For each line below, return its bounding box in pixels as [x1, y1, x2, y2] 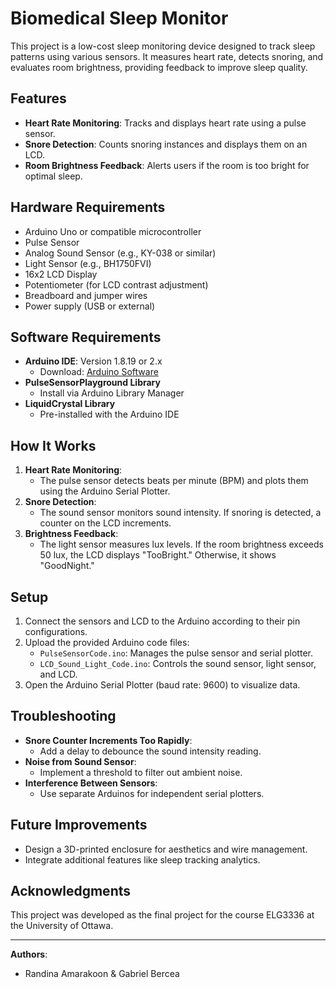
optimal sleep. [24, 170, 83, 182]
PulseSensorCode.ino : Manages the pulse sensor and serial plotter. [39, 647, 313, 659]
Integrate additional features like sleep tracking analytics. [24, 853, 261, 866]
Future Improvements [10, 817, 148, 834]
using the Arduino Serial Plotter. [39, 485, 171, 497]
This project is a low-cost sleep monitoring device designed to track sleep [10, 40, 316, 52]
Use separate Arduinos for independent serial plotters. [39, 787, 265, 799]
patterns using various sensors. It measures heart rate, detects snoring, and [10, 50, 324, 62]
